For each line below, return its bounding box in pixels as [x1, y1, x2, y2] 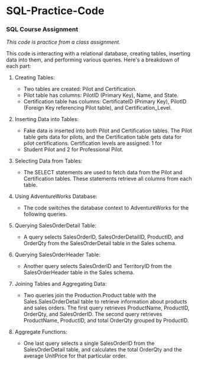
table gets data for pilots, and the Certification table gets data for [23, 133, 182, 141]
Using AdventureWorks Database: [14, 193, 98, 200]
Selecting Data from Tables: [14, 158, 83, 165]
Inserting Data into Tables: [14, 116, 79, 123]
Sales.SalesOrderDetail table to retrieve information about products [23, 298, 187, 305]
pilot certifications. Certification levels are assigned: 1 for [23, 140, 163, 147]
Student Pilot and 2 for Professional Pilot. [23, 146, 124, 153]
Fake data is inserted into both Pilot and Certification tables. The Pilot [23, 127, 192, 134]
